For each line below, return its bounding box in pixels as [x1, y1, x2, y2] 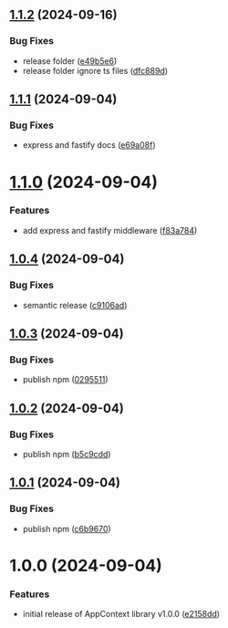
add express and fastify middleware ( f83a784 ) [22, 225, 198, 235]
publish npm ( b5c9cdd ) [22, 448, 111, 459]
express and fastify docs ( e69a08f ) [22, 140, 157, 151]
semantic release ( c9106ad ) [22, 299, 128, 310]
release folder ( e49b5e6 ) [22, 55, 118, 67]
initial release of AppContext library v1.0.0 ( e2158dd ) [22, 609, 221, 620]
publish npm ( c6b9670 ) [22, 523, 111, 534]
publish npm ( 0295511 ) [22, 374, 109, 385]
